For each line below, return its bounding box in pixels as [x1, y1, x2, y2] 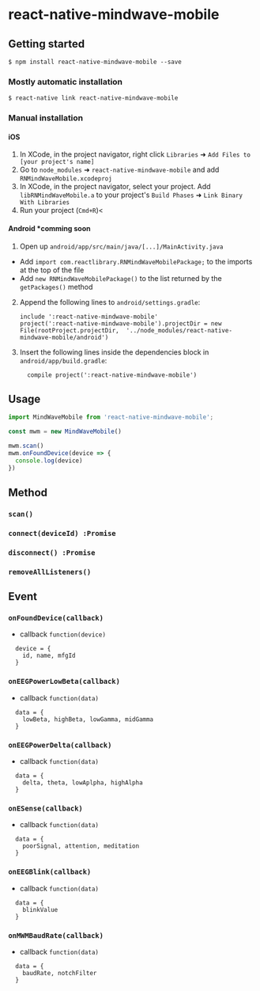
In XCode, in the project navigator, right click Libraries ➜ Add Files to [19, 150, 251, 159]
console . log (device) [15, 457, 83, 465]
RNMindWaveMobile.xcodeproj [19, 175, 112, 183]
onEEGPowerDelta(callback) [8, 740, 112, 750]
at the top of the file [19, 265, 85, 275]
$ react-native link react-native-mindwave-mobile [8, 94, 179, 102]
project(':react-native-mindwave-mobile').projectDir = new [19, 319, 222, 328]
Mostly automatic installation [8, 76, 123, 87]
